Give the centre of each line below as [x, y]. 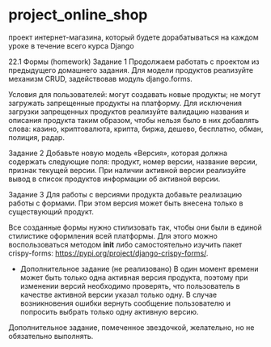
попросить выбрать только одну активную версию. [109, 311]
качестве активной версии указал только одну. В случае [119, 294]
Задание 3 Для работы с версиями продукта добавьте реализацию [125, 194]
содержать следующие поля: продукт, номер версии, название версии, [133, 161]
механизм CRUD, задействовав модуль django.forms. [100, 78]
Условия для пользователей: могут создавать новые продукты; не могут [135, 94]
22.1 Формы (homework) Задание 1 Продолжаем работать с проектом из [134, 61]
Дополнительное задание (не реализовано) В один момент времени [139, 269]
